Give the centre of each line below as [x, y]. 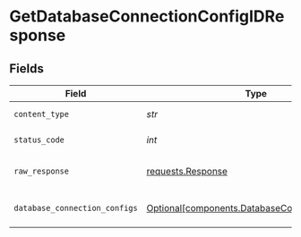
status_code [39, 140]
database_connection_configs [76, 208]
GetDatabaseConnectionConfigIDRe [147, 17]
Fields [27, 68]
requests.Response [187, 171]
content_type [42, 114]
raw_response [42, 171]
